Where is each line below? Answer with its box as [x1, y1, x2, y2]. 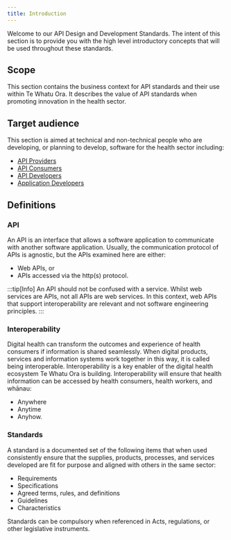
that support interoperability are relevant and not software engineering [7, 300, 209, 308]
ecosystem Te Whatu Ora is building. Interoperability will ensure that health [7, 370, 222, 378]
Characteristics [17, 503, 61, 512]
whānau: [7, 384, 33, 393]
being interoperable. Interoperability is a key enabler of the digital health [7, 362, 214, 370]
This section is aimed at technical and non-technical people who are [7, 136, 203, 145]
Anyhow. [17, 413, 43, 421]
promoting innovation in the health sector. [7, 97, 126, 106]
